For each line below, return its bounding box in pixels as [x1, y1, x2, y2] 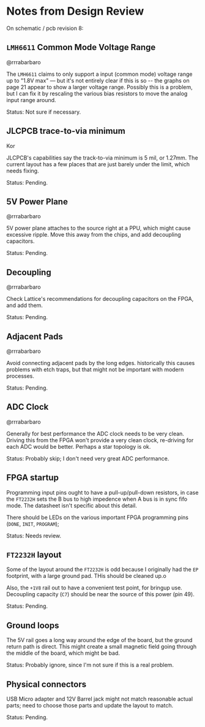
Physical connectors [6, 679, 87, 689]
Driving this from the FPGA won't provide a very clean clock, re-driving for [6, 436, 194, 444]
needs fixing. [6, 167, 39, 174]
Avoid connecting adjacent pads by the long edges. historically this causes [6, 360, 195, 366]
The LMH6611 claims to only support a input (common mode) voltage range [6, 70, 193, 78]
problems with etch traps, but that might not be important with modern [6, 366, 184, 373]
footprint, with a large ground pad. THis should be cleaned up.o [6, 572, 166, 580]
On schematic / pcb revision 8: [6, 24, 84, 32]
